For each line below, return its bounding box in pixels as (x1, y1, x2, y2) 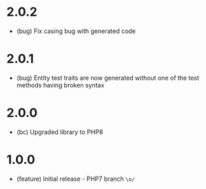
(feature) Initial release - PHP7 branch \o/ (16, 175, 135, 183)
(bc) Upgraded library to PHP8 (16, 128, 103, 136)
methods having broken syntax (16, 80, 105, 89)
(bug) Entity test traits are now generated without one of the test (16, 74, 200, 82)
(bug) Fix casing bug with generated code (16, 27, 136, 35)
